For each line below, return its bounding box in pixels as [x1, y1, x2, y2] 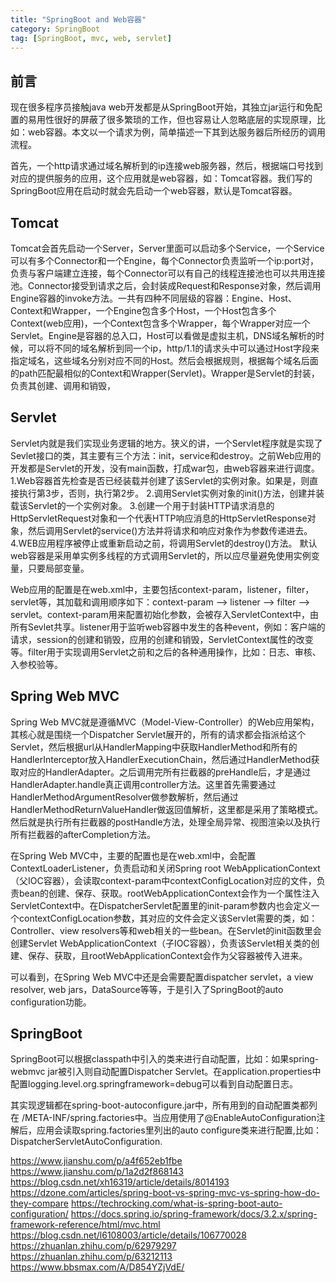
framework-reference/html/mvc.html [10, 1219, 161, 1231]
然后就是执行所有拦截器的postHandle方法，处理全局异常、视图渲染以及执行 [10, 816, 321, 828]
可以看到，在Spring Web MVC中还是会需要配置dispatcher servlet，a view [10, 971, 314, 983]
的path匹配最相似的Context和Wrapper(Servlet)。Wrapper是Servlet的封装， [10, 367, 320, 379]
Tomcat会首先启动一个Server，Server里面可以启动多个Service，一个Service [10, 242, 325, 254]
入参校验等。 [10, 658, 63, 670]
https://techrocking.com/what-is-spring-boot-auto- [70, 1197, 283, 1210]
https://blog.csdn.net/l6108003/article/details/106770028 [10, 1229, 247, 1241]
